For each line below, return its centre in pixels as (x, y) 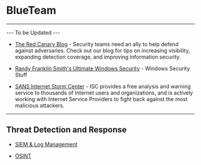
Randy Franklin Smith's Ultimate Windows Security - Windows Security (102, 68)
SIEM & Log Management (46, 144)
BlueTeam (31, 10)
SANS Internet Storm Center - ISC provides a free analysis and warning (103, 86)
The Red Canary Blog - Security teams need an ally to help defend (97, 44)
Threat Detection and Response (66, 130)
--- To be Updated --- (33, 32)
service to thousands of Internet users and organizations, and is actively (104, 93)
